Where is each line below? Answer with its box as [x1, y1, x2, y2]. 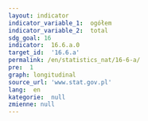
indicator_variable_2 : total [8, 26, 109, 34]
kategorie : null [8, 93, 66, 101]
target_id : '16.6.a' [8, 49, 80, 57]
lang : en [8, 85, 41, 94]
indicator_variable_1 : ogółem [8, 19, 112, 27]
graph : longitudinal [8, 71, 77, 79]
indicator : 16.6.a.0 [8, 41, 80, 49]
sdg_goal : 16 [8, 33, 52, 42]
